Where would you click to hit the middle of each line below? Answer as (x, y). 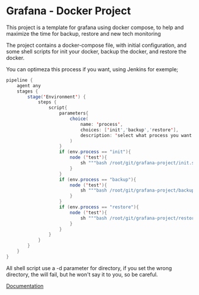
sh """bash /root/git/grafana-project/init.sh (139, 163)
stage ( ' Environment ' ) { (57, 97)
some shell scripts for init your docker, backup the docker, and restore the (96, 51)
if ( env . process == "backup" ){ (97, 179)
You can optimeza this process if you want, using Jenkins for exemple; (92, 69)
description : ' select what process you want (136, 135)
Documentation (25, 286)
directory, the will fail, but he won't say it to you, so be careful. (82, 274)
